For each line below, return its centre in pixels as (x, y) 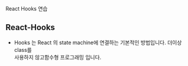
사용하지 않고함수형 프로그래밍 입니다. (58, 57)
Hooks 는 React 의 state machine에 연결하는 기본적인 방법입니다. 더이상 (98, 42)
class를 (23, 49)
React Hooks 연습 (27, 9)
